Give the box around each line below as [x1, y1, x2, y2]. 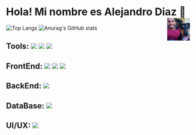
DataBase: [6, 101, 45, 111]
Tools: [6, 41, 29, 51]
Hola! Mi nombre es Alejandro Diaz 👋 [6, 5, 186, 19]
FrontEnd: [6, 61, 43, 71]
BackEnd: [6, 81, 42, 91]
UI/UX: [6, 120, 31, 130]
